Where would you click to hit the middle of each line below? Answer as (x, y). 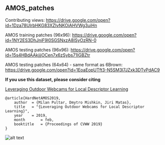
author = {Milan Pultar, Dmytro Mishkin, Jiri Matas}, (73, 102)
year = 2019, (31, 115)
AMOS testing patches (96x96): (38, 49)
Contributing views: (25, 20)
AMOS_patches (30, 8)
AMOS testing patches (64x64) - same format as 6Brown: (64, 64)
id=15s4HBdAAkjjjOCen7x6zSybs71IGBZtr (48, 55)
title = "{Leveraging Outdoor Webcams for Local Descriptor (79, 107)
